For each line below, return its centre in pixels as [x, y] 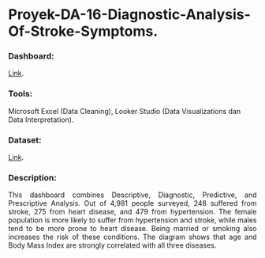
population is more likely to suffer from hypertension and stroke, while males [132, 220]
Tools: [21, 94]
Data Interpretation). [41, 120]
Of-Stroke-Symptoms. [83, 31]
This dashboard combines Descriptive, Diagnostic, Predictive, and [132, 195]
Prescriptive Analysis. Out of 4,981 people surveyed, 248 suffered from [132, 203]
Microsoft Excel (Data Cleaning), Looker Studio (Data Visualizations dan [125, 111]
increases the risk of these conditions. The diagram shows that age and [132, 237]
